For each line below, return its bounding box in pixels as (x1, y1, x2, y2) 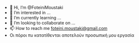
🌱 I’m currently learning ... (9, 15, 62, 20)
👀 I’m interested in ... (9, 10, 51, 15)
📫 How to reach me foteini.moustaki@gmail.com (9, 26, 108, 31)
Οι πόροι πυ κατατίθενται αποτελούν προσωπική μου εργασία (9, 32, 135, 38)
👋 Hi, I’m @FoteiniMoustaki (9, 5, 63, 10)
